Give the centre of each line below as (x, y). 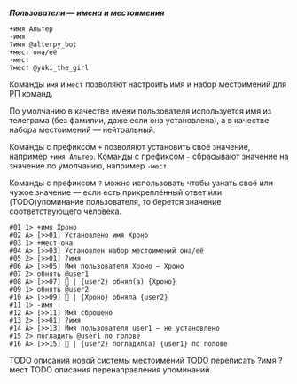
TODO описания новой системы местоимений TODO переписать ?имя (143, 360)
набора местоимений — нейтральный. (82, 129)
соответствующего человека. (66, 211)
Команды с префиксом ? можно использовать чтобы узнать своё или (141, 183)
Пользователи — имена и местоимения (87, 13)
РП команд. (31, 94)
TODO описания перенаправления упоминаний (120, 370)
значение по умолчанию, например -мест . (90, 166)
